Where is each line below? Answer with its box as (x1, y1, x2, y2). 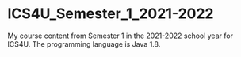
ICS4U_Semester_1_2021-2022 (7, 5, 214, 23)
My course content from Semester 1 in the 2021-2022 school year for (7, 31, 233, 40)
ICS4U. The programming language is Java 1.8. (7, 39, 161, 48)
